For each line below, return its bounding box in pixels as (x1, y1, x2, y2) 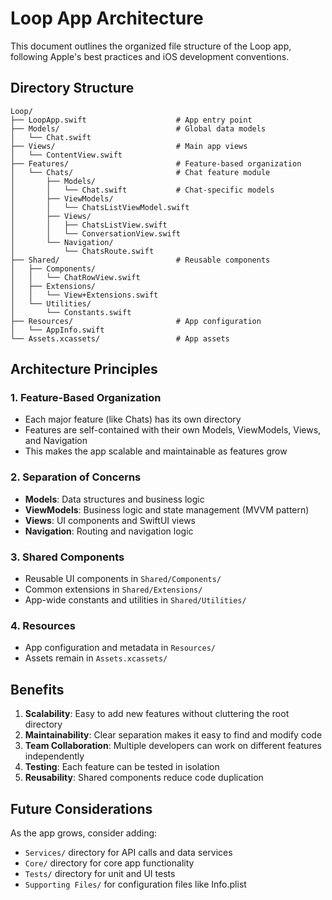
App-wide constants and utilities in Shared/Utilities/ (24, 594, 247, 606)
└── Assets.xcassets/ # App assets (10, 333, 230, 344)
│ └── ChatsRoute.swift (10, 246, 155, 256)
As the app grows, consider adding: (10, 827, 158, 839)
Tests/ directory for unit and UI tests (24, 867, 176, 879)
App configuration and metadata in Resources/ (24, 642, 216, 654)
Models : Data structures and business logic (24, 493, 205, 505)
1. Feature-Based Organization (10, 391, 162, 405)
